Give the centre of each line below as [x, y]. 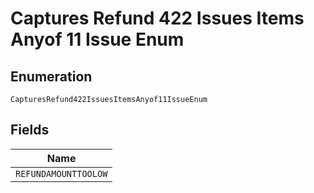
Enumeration [51, 76]
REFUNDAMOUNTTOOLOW [61, 173]
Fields [30, 130]
